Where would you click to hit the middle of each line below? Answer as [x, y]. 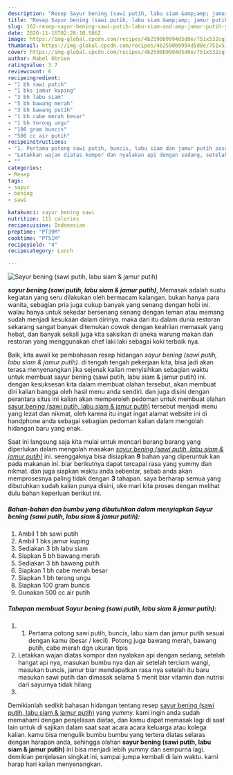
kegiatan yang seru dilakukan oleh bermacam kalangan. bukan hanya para [114, 297]
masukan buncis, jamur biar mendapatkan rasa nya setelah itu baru [113, 670]
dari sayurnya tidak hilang [55, 684]
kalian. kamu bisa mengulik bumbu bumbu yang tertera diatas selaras [107, 735]
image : [17, 39]
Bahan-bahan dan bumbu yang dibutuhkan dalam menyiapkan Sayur [110, 509]
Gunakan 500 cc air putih [54, 592]
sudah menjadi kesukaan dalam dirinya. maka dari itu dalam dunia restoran [114, 319]
